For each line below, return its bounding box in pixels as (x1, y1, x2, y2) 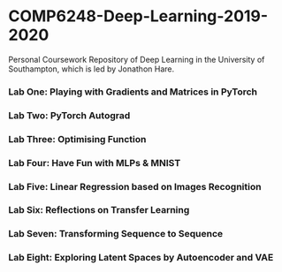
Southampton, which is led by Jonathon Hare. (8, 64, 174, 74)
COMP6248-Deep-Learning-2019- (8, 6, 269, 26)
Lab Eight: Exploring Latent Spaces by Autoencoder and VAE (8, 252, 274, 264)
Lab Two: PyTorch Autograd (8, 109, 131, 121)
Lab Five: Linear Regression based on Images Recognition (8, 180, 262, 193)
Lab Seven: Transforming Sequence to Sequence (8, 228, 224, 240)
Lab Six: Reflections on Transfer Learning (8, 204, 190, 216)
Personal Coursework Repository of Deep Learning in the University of (8, 54, 265, 64)
